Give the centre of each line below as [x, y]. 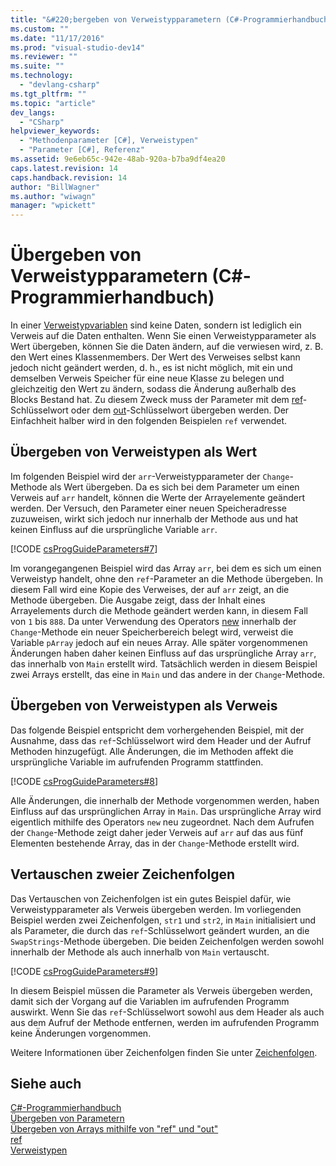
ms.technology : [42, 76]
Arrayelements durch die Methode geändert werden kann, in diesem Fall [159, 610]
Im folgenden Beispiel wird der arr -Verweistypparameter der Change [150, 476]
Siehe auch [46, 1083]
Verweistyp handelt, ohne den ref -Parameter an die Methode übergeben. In [166, 578]
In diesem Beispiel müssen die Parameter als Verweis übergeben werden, [161, 990]
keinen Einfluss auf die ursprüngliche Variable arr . [114, 529]
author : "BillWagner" [55, 187]
